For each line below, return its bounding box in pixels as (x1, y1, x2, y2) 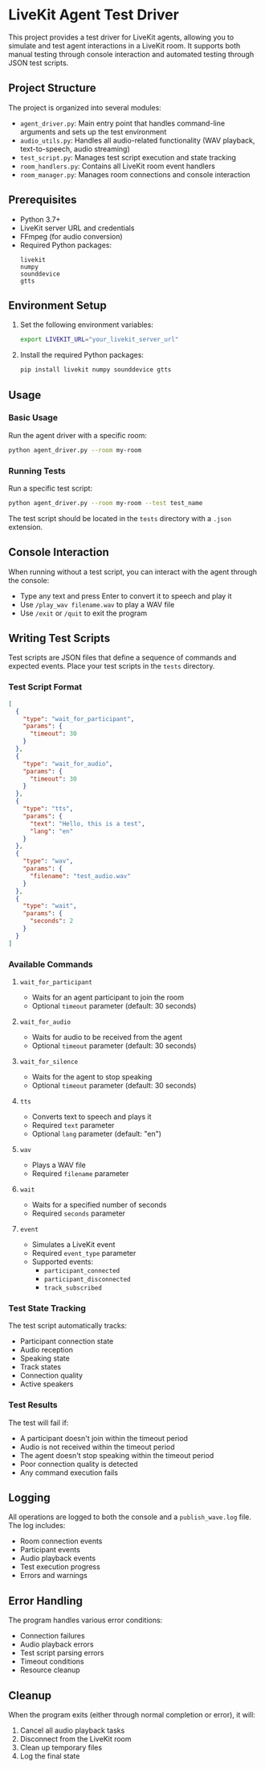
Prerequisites (8, 193, 77, 207)
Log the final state (19, 1750, 80, 1761)
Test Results (8, 1399, 58, 1411)
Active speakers (19, 1379, 74, 1389)
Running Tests (8, 465, 66, 476)
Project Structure (8, 81, 96, 95)
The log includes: (8, 1521, 66, 1531)
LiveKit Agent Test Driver (8, 6, 179, 24)
